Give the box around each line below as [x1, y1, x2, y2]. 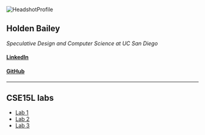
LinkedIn [6, 54, 29, 61]
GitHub [6, 68, 25, 75]
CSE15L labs [6, 93, 54, 103]
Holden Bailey [6, 23, 60, 34]
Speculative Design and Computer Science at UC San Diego [6, 40, 158, 47]
